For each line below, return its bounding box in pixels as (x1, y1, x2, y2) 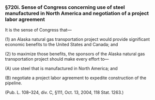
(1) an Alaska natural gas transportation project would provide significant (5, 36, 150, 42)
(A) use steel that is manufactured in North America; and (5, 66, 118, 71)
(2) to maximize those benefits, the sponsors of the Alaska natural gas (5, 51, 145, 57)
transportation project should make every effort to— (5, 56, 109, 62)
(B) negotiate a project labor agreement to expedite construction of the (5, 75, 147, 81)
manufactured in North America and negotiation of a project (5, 10, 149, 17)
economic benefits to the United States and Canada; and (5, 42, 118, 48)
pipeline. (5, 80, 22, 86)
